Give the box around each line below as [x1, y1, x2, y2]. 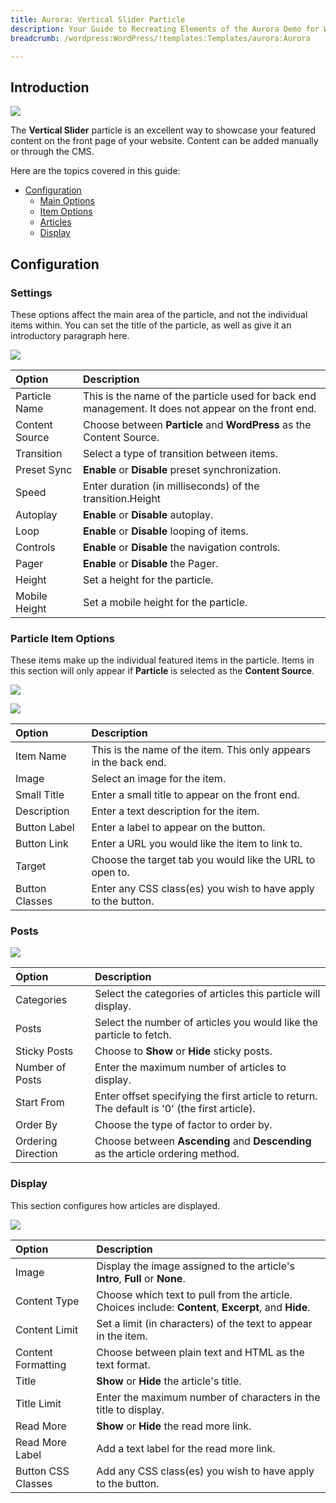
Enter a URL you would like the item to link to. [91, 837, 303, 851]
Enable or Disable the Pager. [83, 556, 219, 570]
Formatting [15, 1357, 67, 1371]
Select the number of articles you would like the [94, 1016, 319, 1030]
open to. [91, 866, 130, 880]
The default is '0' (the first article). [94, 1102, 256, 1116]
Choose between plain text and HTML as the [96, 1345, 305, 1359]
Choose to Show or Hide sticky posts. [94, 1044, 273, 1058]
